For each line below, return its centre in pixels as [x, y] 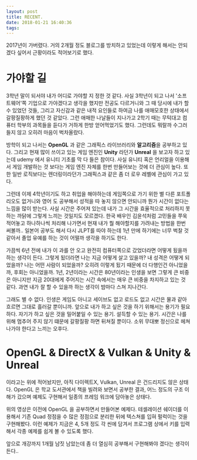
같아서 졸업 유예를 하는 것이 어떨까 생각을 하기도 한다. [67, 238]
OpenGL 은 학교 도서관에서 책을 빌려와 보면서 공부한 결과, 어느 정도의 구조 [98, 390]
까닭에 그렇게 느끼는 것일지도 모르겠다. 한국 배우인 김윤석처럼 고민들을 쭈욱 [102, 216]
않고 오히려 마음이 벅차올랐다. [50, 132]
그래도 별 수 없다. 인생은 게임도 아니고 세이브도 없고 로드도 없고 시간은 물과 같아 [97, 299]
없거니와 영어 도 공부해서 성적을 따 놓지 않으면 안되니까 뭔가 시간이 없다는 [105, 201]
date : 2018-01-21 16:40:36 [39, 22]
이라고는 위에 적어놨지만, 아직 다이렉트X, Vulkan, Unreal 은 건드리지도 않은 [92, 382]
